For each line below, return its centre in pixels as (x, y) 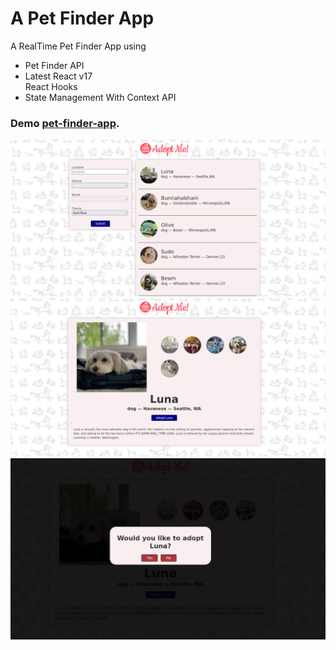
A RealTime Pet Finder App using (78, 46)
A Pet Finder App (82, 18)
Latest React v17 (58, 76)
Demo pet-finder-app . (65, 123)
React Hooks (51, 86)
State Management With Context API (100, 97)
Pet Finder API (54, 65)
